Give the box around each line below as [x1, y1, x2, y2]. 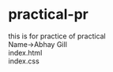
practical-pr [8, 5, 89, 23]
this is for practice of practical [8, 31, 107, 41]
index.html [8, 48, 43, 57]
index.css [8, 56, 40, 66]
